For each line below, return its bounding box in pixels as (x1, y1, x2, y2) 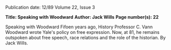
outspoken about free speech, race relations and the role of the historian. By (5, 35, 166, 40)
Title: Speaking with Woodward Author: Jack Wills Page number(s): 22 (5, 14, 159, 20)
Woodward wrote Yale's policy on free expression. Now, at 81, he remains (5, 29, 160, 35)
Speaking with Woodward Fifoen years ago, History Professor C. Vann (5, 24, 153, 30)
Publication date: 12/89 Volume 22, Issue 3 (5, 5, 95, 10)
